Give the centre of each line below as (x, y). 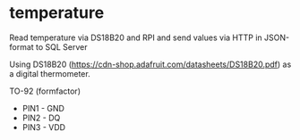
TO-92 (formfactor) (45, 91)
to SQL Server (61, 46)
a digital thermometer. (50, 73)
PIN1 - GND (43, 108)
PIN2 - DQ (41, 118)
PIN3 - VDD (43, 127)
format (21, 46)
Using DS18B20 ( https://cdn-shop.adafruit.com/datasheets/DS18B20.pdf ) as (150, 64)
